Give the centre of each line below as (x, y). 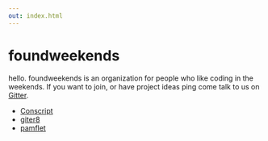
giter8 (30, 119)
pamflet (33, 128)
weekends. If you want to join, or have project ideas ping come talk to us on (134, 86)
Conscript (37, 110)
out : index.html (36, 16)
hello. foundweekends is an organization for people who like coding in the (131, 78)
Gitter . (19, 95)
